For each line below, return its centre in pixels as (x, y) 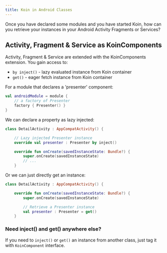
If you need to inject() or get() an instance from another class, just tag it (81, 240)
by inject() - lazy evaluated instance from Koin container (72, 72)
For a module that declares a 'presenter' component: (59, 87)
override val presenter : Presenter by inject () (66, 142)
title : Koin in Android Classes (39, 10)
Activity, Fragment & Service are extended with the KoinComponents (76, 57)
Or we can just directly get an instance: (45, 175)
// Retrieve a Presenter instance (59, 207)
